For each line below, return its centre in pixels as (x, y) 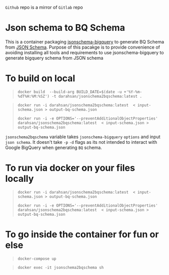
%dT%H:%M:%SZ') (34, 96)
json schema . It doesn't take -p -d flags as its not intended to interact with (81, 142)
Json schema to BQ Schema (65, 28)
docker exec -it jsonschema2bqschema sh (61, 267)
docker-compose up (37, 259)
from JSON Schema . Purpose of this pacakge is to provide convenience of (83, 47)
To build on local (40, 78)
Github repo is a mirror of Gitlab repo (44, 7)
